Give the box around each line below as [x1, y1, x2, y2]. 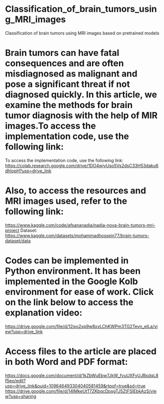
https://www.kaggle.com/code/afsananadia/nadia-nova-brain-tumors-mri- [5, 222, 156, 228]
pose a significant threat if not [5, 79, 130, 90]
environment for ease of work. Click [5, 286, 154, 297]
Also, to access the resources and [5, 185, 146, 196]
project [5, 227, 20, 233]
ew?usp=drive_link [5, 328, 43, 334]
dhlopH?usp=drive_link [5, 168, 51, 174]
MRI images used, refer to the [5, 195, 127, 207]
